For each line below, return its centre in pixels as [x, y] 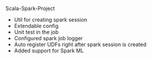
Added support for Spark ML [49, 51]
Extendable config [36, 26]
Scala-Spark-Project [30, 8]
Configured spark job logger [48, 38]
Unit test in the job [36, 32]
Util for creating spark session [51, 20]
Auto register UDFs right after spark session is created [80, 44]
